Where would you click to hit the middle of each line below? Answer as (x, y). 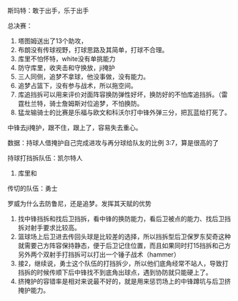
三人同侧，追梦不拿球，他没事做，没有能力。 (84, 77)
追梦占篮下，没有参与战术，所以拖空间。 (77, 85)
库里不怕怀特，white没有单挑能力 (66, 59)
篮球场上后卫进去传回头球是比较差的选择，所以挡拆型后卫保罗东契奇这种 (124, 237)
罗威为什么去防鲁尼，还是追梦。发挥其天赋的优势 (79, 203)
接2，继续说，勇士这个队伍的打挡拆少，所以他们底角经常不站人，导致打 (123, 263)
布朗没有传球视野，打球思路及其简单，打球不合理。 (93, 50)
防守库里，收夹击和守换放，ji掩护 (66, 68)
